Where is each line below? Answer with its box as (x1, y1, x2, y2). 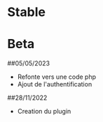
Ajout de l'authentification (17, 80, 92, 89)
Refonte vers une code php (17, 73, 97, 81)
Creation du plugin (17, 107, 71, 116)
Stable (7, 4, 46, 20)
